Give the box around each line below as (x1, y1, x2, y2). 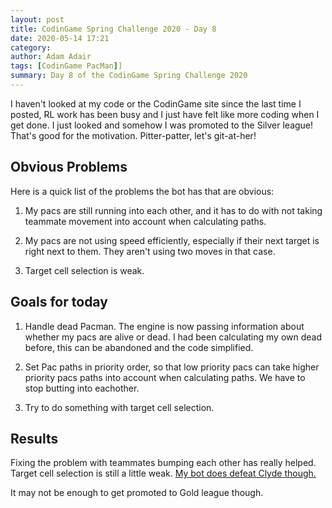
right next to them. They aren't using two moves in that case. (24, 245, 276, 257)
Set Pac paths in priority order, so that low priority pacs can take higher (24, 361, 320, 373)
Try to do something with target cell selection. (24, 401, 215, 413)
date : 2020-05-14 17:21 (10, 33, 110, 43)
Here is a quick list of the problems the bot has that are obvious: (10, 185, 275, 197)
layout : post (10, 14, 65, 25)
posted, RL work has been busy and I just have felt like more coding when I (10, 108, 320, 120)
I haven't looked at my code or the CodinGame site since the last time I (10, 97, 302, 110)
